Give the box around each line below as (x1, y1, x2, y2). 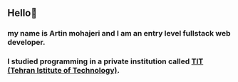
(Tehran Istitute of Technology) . (7, 66, 120, 76)
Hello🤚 (7, 7, 38, 19)
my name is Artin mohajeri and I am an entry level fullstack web (7, 29, 231, 39)
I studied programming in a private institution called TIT (7, 56, 204, 66)
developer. (7, 37, 46, 47)
